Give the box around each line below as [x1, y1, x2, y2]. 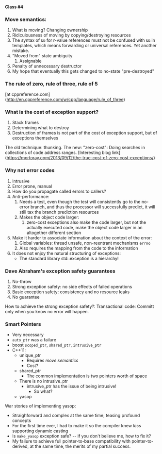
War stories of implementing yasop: [5, 403, 76, 409]
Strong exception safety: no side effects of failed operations [12, 284, 132, 290]
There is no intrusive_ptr [19, 378, 68, 384]
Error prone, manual [12, 183, 52, 189]
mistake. [12, 48, 29, 53]
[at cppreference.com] [5, 91, 50, 97]
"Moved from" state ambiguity [12, 52, 73, 58]
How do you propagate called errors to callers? [12, 188, 107, 194]
